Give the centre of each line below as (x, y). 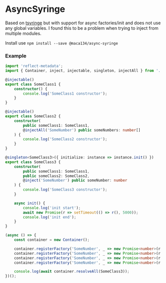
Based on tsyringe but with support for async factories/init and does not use (83, 23)
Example (16, 56)
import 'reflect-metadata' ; (34, 66)
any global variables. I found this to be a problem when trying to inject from (82, 28)
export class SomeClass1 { (33, 84)
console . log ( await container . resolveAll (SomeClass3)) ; (72, 272)
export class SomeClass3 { (33, 162)
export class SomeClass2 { (33, 116)
